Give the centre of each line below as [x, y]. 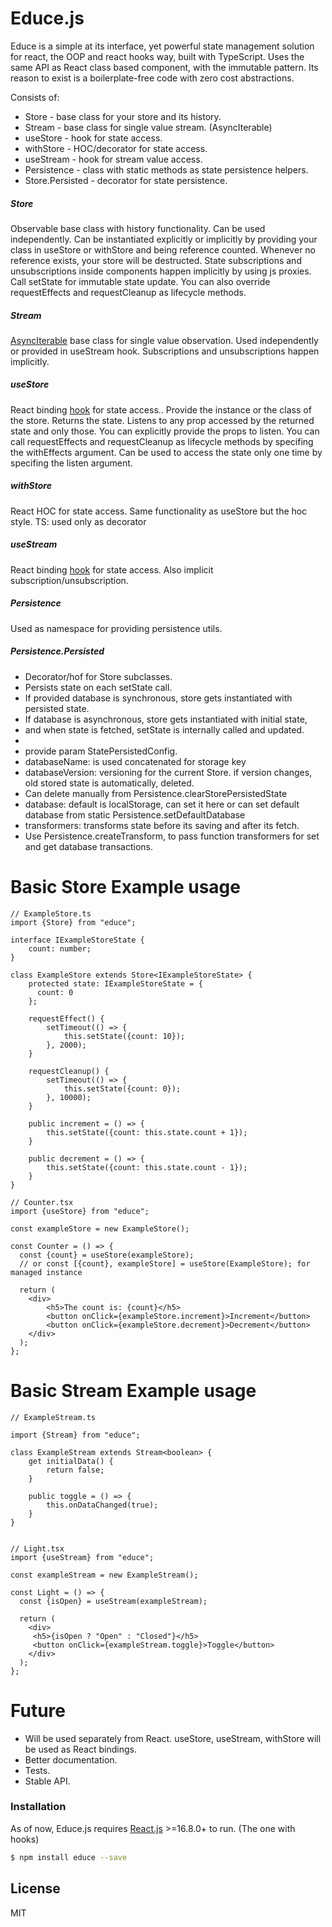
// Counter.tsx [42, 1202]
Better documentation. [71, 1759]
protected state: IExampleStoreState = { [115, 983]
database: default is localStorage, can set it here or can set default [162, 804]
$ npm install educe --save [69, 1857]
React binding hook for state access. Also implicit [112, 569]
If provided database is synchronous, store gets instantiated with [158, 698]
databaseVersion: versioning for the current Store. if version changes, [168, 772]
